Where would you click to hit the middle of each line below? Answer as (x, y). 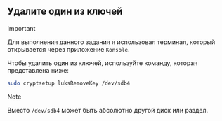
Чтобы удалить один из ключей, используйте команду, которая (103, 63)
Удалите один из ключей (65, 12)
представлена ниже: (38, 70)
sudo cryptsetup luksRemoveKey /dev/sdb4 (69, 83)
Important (21, 28)
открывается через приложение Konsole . (68, 49)
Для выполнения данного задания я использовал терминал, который (111, 42)
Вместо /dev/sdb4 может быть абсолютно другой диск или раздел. (108, 110)
